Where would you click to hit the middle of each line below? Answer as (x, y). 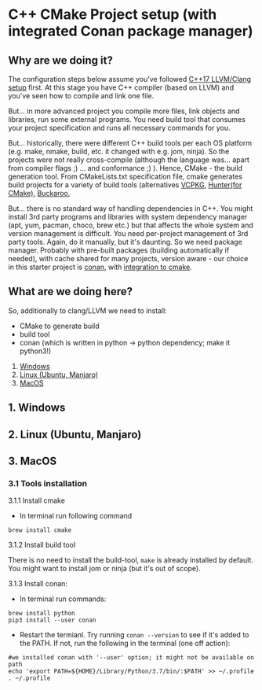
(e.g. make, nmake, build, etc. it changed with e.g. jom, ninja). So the (119, 151)
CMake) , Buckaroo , (39, 193)
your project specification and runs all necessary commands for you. (119, 128)
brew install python (42, 614)
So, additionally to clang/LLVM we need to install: (87, 310)
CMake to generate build (59, 326)
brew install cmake (40, 530)
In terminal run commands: (63, 599)
